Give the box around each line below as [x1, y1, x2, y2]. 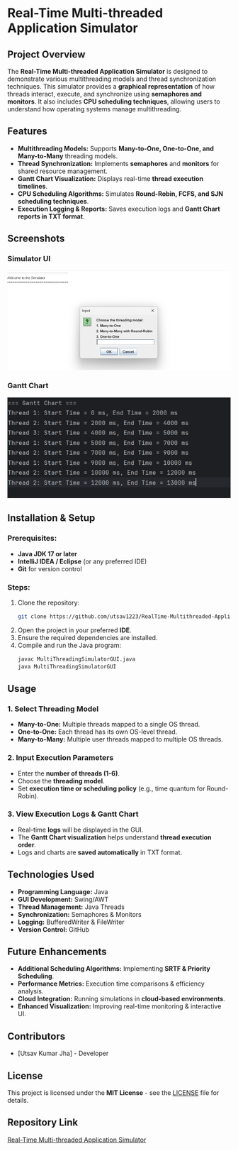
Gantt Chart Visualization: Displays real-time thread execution [17, 174, 204, 182]
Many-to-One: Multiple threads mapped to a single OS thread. [17, 720, 200, 729]
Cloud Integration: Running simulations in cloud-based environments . [17, 995, 225, 1003]
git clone [17, 612, 47, 620]
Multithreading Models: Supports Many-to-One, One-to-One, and [17, 144, 215, 153]
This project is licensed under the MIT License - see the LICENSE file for [7, 1089, 220, 1097]
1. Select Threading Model [7, 704, 99, 714]
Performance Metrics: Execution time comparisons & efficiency [17, 979, 205, 988]
